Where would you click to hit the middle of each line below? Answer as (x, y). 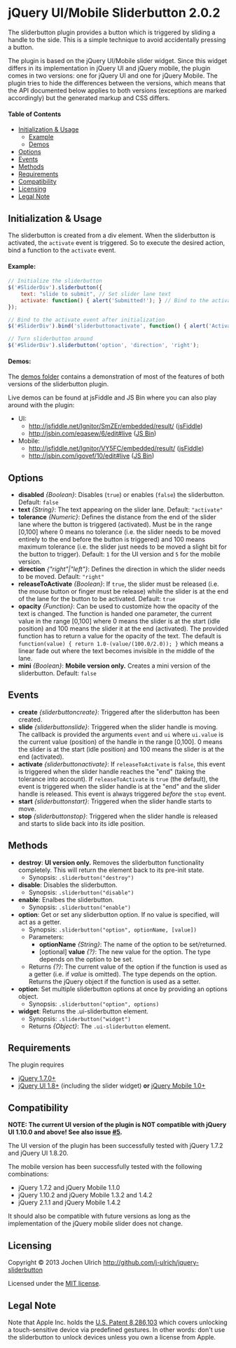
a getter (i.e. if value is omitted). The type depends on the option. (123, 974)
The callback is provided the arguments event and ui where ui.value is (121, 734)
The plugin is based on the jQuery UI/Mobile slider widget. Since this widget (118, 60)
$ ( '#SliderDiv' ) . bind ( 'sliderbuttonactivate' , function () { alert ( (109, 326)
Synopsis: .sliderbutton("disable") (81, 892)
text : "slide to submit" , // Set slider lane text (96, 294)
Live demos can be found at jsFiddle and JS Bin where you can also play (112, 398)
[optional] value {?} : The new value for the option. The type (125, 952)
